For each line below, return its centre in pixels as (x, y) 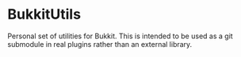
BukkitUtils (44, 14)
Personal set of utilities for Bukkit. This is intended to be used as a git (120, 36)
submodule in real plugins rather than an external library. (100, 44)
